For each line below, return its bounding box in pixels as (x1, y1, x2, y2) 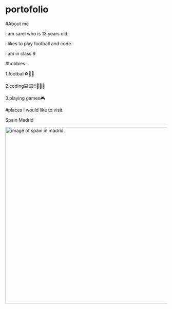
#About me (5, 21, 29, 27)
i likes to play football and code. (5, 40, 73, 47)
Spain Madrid (5, 117, 34, 123)
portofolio (5, 4, 49, 15)
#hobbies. (5, 60, 27, 66)
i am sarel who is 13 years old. (5, 30, 69, 36)
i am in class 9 (5, 50, 36, 56)
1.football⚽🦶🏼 (5, 70, 34, 76)
